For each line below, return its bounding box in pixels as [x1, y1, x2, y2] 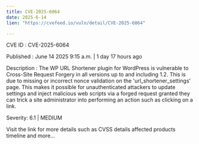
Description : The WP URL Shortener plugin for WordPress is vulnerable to [6, 65, 189, 72]
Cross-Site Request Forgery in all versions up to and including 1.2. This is [6, 71, 186, 78]
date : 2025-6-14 [6, 14, 47, 20]
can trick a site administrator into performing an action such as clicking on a [6, 96, 193, 103]
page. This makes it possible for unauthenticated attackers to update [6, 84, 176, 91]
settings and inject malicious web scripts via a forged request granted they [6, 90, 190, 97]
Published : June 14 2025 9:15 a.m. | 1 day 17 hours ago [6, 53, 142, 60]
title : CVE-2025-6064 [6, 8, 60, 15]
